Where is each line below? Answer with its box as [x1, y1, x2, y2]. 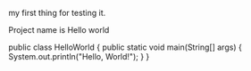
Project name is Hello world [8, 25, 110, 35]
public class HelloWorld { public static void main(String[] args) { [8, 42, 242, 52]
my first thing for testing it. [8, 8, 106, 18]
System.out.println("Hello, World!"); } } [8, 51, 150, 61]
